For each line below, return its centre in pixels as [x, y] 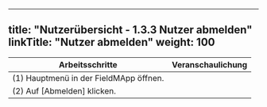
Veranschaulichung [210, 64]
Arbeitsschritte [88, 64]
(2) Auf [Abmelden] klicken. [64, 90]
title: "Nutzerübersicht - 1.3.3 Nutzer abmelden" [130, 30]
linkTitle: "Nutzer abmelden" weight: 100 [112, 42]
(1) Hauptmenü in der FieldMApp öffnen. [88, 78]
